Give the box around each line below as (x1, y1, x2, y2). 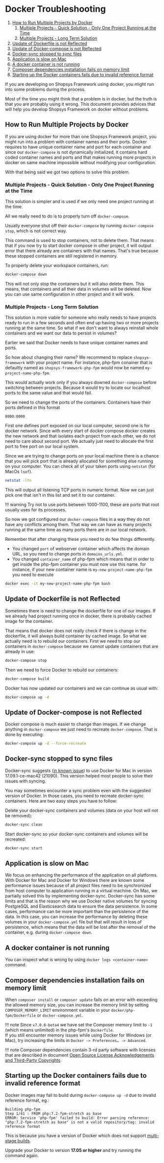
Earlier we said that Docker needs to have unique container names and (5, 339, 148, 346)
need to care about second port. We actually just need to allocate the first (5, 438, 154, 444)
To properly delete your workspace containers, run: (5, 263, 109, 268)
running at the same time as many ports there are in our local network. (5, 527, 147, 533)
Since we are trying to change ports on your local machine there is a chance (5, 453, 159, 459)
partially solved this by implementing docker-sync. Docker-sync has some (5, 893, 155, 899)
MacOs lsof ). (5, 469, 33, 475)
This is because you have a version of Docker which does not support (5, 1133, 146, 1139)
